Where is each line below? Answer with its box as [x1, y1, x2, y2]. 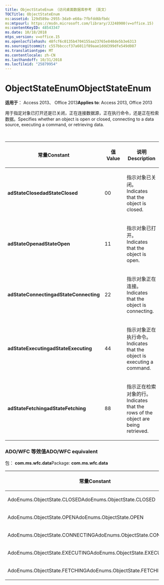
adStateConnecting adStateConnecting [7, 291, 100, 298]
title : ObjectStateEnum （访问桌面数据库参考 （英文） [5, 7, 109, 12]
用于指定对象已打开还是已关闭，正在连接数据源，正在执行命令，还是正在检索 [5, 110, 159, 116]
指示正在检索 [126, 383, 156, 390]
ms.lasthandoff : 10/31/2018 [5, 57, 62, 62]
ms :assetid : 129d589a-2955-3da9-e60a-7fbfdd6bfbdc [5, 16, 110, 21]
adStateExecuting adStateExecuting [7, 345, 92, 352]
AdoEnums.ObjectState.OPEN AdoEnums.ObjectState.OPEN [7, 514, 144, 521]
